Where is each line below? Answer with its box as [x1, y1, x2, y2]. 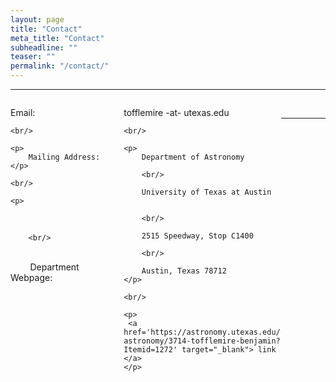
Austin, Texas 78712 [141, 266, 227, 276]
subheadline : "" [10, 42, 78, 53]
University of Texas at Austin [141, 187, 272, 197]
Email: [10, 107, 36, 118]
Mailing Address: [28, 152, 101, 162]
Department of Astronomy [141, 152, 245, 162]
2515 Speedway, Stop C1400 [141, 231, 254, 241]
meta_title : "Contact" [10, 33, 105, 43]
